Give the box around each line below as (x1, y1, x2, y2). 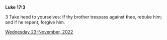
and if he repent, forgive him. (5, 19, 65, 25)
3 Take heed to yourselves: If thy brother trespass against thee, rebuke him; (5, 14, 162, 19)
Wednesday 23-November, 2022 (5, 29, 73, 34)
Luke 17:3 (5, 4, 26, 10)
